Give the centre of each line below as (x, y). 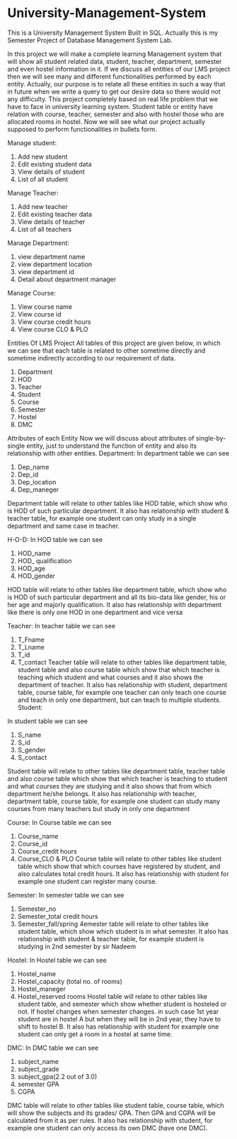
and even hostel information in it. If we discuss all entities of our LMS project (119, 69)
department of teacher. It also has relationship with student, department (122, 684)
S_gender (31, 749)
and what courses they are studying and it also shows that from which (110, 786)
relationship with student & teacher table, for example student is (111, 939)
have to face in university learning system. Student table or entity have (110, 106)
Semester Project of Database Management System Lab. (90, 40)
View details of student (51, 171)
